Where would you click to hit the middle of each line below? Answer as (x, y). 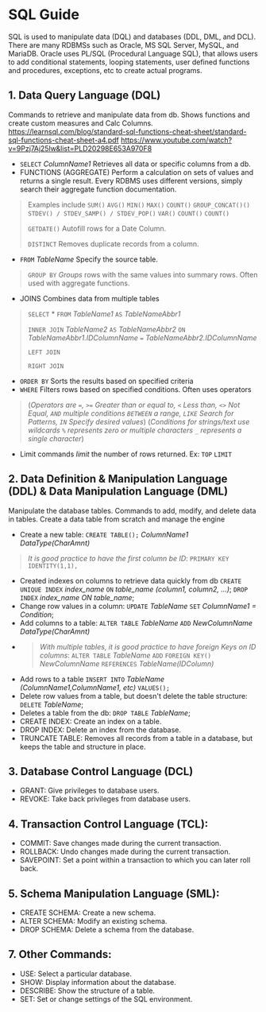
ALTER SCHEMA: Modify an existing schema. (93, 921)
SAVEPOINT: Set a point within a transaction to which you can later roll (135, 860)
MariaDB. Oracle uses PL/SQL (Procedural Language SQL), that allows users (133, 53)
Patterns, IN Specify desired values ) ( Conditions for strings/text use (139, 421)
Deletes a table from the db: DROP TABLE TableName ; (105, 712)
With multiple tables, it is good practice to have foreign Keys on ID (148, 646)
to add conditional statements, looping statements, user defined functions (129, 62)
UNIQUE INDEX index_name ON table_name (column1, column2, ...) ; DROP (134, 589)
